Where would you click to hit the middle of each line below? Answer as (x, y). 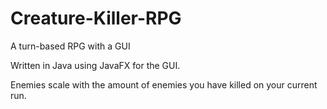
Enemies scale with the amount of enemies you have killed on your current (164, 84)
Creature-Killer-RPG (96, 18)
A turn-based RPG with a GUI (70, 46)
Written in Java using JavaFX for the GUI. (95, 65)
